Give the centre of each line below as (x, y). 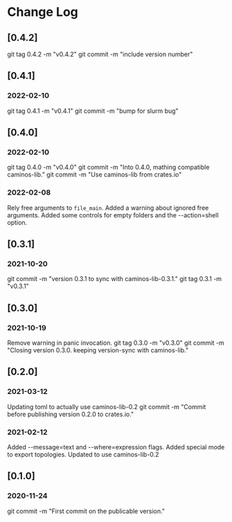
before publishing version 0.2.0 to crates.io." (71, 414)
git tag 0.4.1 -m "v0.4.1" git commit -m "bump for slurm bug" (93, 111)
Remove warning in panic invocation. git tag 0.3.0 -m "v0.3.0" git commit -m (116, 343)
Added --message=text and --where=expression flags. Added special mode (116, 447)
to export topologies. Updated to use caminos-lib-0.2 (83, 455)
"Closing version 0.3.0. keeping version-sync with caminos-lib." (98, 350)
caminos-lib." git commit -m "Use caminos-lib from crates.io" (95, 174)
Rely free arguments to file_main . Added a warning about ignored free (108, 208)
